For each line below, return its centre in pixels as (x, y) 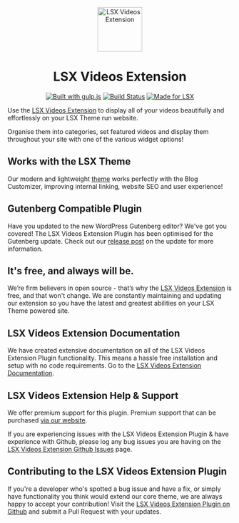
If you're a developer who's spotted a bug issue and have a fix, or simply (114, 489)
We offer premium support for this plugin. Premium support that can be (112, 413)
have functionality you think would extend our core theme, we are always (115, 496)
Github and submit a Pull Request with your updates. (85, 511)
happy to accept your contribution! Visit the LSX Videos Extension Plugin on (119, 504)
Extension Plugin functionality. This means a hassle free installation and (112, 358)
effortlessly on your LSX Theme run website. (73, 118)
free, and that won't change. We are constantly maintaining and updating (115, 296)
